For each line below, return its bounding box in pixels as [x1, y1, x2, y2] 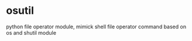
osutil [6, 4, 34, 17]
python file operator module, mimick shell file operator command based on [6, 23, 186, 30]
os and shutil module [6, 29, 57, 36]
